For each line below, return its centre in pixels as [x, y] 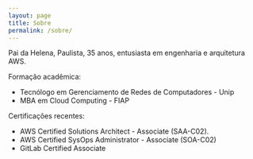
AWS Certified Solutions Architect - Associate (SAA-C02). [114, 131]
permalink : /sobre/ [40, 30]
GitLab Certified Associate [63, 149]
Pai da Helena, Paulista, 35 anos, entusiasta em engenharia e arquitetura [127, 53]
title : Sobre [30, 23]
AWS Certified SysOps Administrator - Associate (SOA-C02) [118, 140]
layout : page [30, 16]
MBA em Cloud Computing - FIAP [74, 101]
